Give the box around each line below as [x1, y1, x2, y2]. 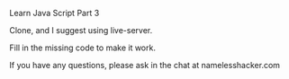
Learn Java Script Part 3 [9, 8, 100, 18]
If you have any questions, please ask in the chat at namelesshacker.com [9, 60, 281, 70]
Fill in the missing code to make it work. [9, 42, 156, 53]
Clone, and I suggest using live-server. [9, 25, 153, 35]
